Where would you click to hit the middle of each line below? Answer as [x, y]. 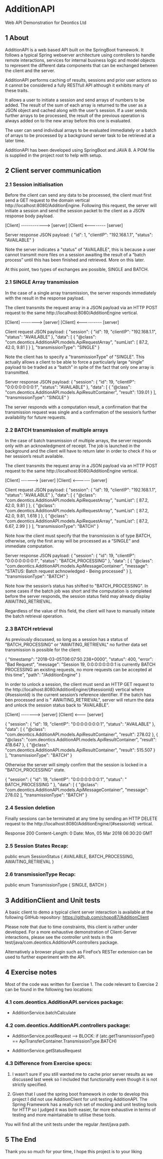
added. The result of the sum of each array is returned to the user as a [76, 105]
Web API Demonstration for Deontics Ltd [46, 23]
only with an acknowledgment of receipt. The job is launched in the [73, 446]
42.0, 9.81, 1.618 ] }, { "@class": [37, 516]
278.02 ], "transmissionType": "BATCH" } [46, 795]
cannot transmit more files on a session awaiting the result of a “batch [76, 255]
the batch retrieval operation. [34, 616]
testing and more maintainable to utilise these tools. [64, 1114]
